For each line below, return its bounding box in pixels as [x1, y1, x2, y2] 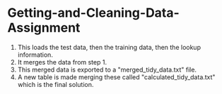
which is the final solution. [17, 80, 94, 88]
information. [17, 51, 53, 59]
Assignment [7, 20, 81, 36]
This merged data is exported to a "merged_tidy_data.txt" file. [17, 65, 197, 74]
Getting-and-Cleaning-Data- [7, 5, 180, 21]
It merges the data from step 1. [17, 58, 107, 66]
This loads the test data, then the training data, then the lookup [17, 43, 201, 51]
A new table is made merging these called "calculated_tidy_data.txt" [17, 72, 216, 81]
